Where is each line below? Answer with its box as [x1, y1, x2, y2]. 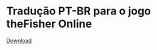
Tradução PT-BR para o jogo [6, 4, 151, 18]
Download [6, 37, 32, 44]
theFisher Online [6, 17, 92, 31]
